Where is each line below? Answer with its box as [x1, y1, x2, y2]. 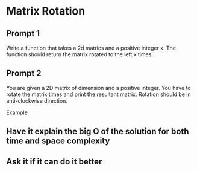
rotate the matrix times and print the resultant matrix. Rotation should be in [6, 91, 191, 98]
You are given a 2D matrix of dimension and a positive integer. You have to [6, 84, 191, 91]
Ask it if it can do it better [6, 156, 102, 167]
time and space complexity [6, 136, 110, 146]
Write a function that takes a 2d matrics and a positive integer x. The [6, 44, 177, 51]
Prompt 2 [6, 68, 42, 79]
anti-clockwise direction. [6, 97, 68, 104]
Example [6, 109, 28, 116]
